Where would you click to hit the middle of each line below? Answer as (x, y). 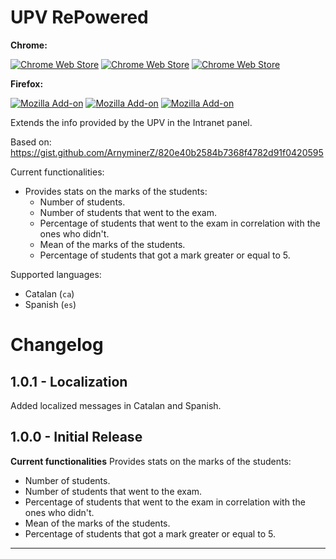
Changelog (57, 345)
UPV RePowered (79, 17)
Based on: (31, 142)
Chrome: (29, 45)
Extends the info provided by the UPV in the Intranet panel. (131, 122)
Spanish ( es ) (50, 304)
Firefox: (27, 83)
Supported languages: (56, 274)
